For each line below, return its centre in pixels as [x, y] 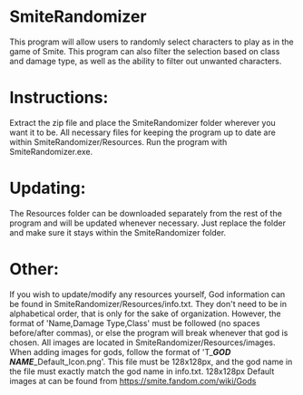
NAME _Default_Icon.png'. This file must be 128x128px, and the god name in [151, 361]
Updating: [48, 188]
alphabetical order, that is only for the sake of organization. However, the [145, 313]
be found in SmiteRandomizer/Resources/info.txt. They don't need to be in [148, 303]
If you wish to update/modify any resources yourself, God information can [147, 294]
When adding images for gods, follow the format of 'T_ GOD [120, 352]
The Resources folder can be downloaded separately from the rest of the [146, 213]
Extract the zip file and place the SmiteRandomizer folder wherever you [143, 122]
